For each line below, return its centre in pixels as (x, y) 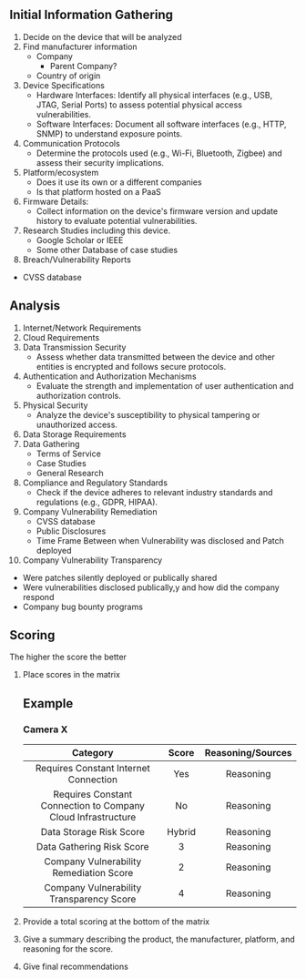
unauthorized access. (77, 424)
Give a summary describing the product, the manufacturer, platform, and (159, 939)
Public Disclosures (71, 531)
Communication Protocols (71, 143)
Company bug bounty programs (83, 607)
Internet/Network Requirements (82, 328)
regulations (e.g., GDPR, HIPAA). (97, 502)
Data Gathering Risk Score (92, 847)
